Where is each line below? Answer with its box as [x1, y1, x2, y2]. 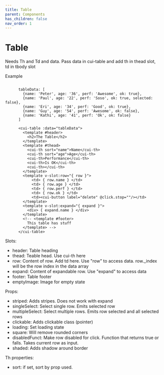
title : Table [5, 7, 32, 12]
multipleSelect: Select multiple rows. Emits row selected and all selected [12, 308, 159, 314]
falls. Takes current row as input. [12, 340, 79, 346]
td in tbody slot [5, 64, 36, 69]
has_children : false [5, 16, 48, 21]
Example [5, 73, 23, 79]
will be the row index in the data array [12, 263, 89, 269]
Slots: [5, 238, 17, 244]
